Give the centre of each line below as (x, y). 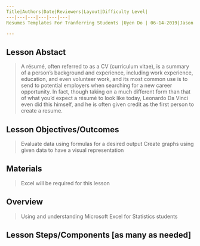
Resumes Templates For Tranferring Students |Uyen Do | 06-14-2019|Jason (100, 23)
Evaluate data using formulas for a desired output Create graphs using (107, 144)
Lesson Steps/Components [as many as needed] (99, 235)
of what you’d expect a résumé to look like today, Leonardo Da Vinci (104, 98)
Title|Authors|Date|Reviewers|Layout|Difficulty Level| (77, 12)
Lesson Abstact (36, 52)
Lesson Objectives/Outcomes (63, 130)
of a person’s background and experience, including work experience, (107, 73)
